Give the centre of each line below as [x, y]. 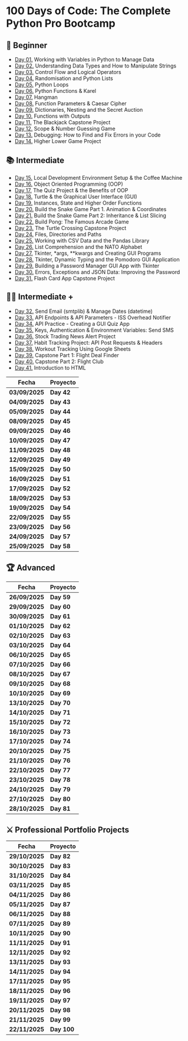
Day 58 [60, 546]
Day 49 [60, 460]
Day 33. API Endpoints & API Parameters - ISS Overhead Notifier [93, 317]
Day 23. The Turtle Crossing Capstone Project [70, 228]
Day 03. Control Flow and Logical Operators [68, 72]
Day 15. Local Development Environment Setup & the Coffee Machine [98, 177]
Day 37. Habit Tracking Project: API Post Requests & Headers [89, 342]
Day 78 [60, 780]
